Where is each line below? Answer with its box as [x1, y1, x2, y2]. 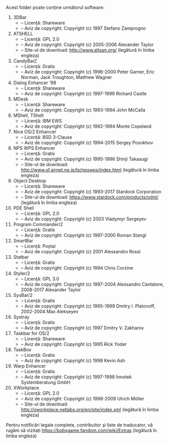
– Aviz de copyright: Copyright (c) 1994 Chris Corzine [20, 265, 133, 271]
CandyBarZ [13, 58, 37, 64]
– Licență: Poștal [20, 243, 56, 249]
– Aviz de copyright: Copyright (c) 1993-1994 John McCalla [20, 107, 146, 113]
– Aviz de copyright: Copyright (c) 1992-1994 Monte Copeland [20, 123, 152, 129]
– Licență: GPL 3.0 [20, 276, 59, 281]
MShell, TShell [13, 112, 44, 118]
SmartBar [13, 238, 34, 244]
